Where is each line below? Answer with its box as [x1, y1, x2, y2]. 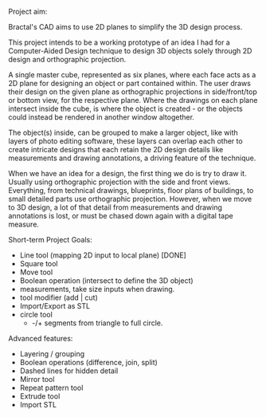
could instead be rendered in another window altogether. [8, 112, 195, 122]
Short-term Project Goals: [8, 235, 93, 244]
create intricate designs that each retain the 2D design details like [8, 145, 224, 154]
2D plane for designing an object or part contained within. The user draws [8, 79, 251, 88]
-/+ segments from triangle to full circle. [31, 318, 163, 328]
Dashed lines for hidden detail [19, 366, 119, 376]
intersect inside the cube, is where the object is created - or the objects [8, 104, 243, 113]
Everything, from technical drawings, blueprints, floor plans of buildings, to [8, 186, 254, 195]
